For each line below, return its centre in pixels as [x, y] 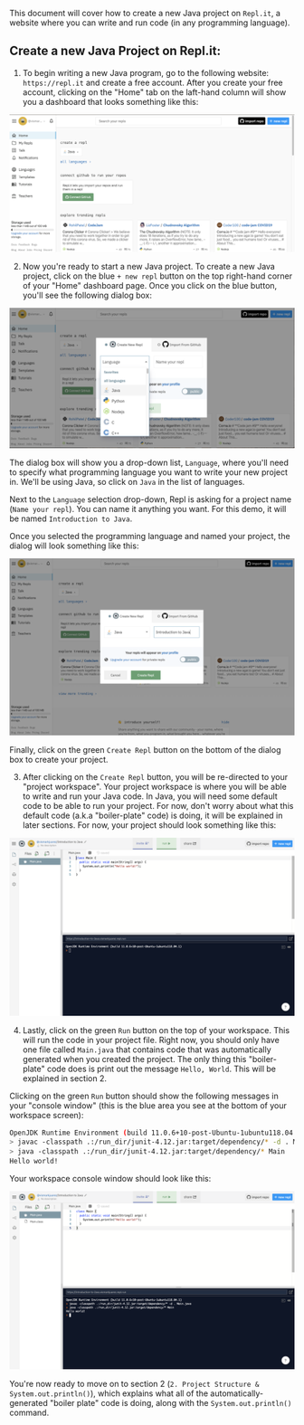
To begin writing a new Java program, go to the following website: [146, 72]
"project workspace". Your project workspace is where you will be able [154, 786]
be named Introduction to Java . [71, 518]
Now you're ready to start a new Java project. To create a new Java [149, 267]
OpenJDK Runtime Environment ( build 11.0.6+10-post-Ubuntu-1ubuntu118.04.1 [155, 1133]
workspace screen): [47, 1115]
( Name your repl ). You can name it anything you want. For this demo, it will [148, 508]
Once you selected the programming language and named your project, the [150, 536]
